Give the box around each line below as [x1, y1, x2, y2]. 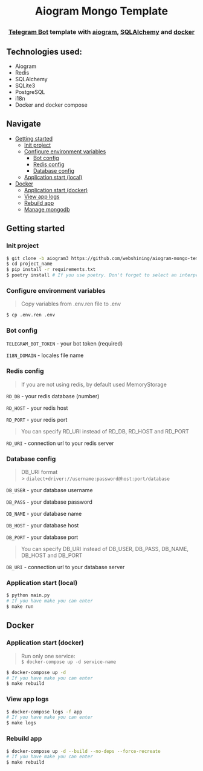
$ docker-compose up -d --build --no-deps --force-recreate [6, 748, 161, 754]
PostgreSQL [14, 88, 45, 95]
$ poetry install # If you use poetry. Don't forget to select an [6, 272, 177, 278]
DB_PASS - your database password [6, 498, 92, 506]
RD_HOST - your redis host [6, 404, 68, 412]
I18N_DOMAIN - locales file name [6, 352, 84, 359]
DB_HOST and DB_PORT [21, 552, 83, 559]
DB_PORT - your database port [6, 533, 79, 541]
